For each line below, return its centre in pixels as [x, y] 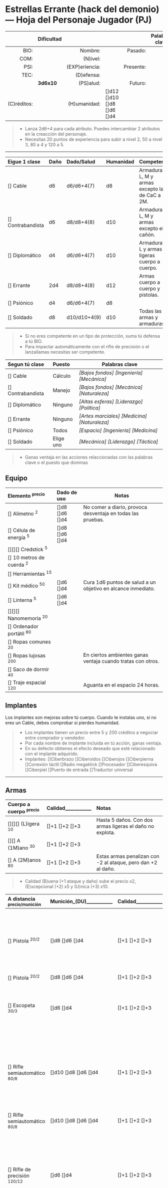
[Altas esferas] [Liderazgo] [111, 401]
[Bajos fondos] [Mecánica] [111, 387]
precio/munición [24, 904]
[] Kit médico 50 [26, 585]
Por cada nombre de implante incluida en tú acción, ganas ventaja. [93, 743]
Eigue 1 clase [24, 161]
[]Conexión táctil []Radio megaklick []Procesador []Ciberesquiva [91, 765]
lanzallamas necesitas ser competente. [65, 352]
